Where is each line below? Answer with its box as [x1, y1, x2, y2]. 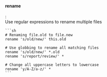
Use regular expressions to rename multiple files [5, 19, 102, 25]
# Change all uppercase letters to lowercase [5, 62, 99, 67]
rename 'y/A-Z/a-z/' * [5, 67, 51, 72]
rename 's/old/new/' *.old [5, 50, 60, 55]
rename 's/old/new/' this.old [5, 37, 67, 42]
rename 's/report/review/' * [5, 54, 64, 59]
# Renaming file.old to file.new [5, 33, 73, 38]
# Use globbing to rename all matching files [5, 45, 99, 50]
